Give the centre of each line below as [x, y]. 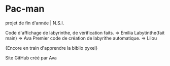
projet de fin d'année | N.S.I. [35, 23]
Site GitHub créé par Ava [31, 58]
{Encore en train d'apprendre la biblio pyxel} [52, 48]
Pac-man [25, 9]
